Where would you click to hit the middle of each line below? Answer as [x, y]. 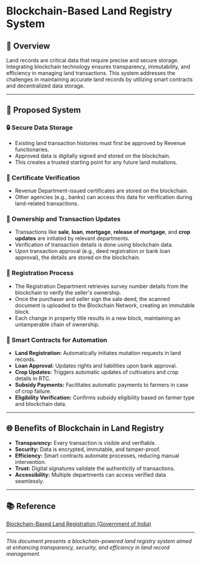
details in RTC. [33, 378]
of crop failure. [33, 391]
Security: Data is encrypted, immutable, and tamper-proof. [87, 449]
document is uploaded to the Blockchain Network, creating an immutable [105, 305]
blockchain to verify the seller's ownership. [68, 293]
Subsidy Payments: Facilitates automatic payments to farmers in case [101, 384]
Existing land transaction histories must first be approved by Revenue [100, 143]
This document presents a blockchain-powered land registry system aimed [99, 541]
